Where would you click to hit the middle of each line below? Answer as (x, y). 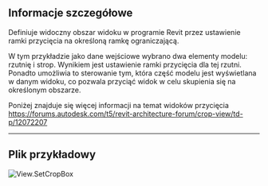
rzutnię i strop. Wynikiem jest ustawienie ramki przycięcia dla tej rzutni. (125, 64)
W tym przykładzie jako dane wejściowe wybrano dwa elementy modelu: (128, 56)
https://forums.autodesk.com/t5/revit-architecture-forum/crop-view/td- (126, 114)
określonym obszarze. (45, 90)
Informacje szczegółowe (71, 13)
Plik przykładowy (52, 155)
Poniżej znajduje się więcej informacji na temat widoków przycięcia (119, 105)
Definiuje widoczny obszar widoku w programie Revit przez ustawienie (124, 32)
